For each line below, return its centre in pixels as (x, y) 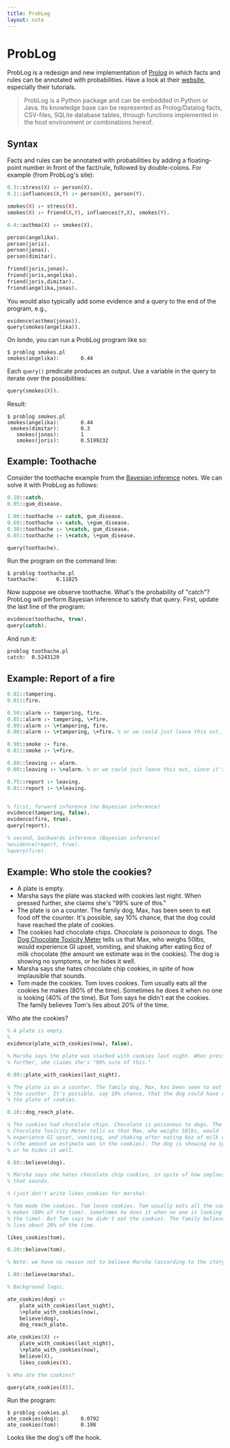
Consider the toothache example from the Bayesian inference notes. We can (115, 478)
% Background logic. (37, 1287)
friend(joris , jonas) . (38, 269)
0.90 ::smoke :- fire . (38, 744)
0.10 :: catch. (26, 498)
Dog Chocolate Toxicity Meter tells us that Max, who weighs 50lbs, (111, 940)
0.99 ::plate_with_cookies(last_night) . (64, 1075)
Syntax (23, 144)
